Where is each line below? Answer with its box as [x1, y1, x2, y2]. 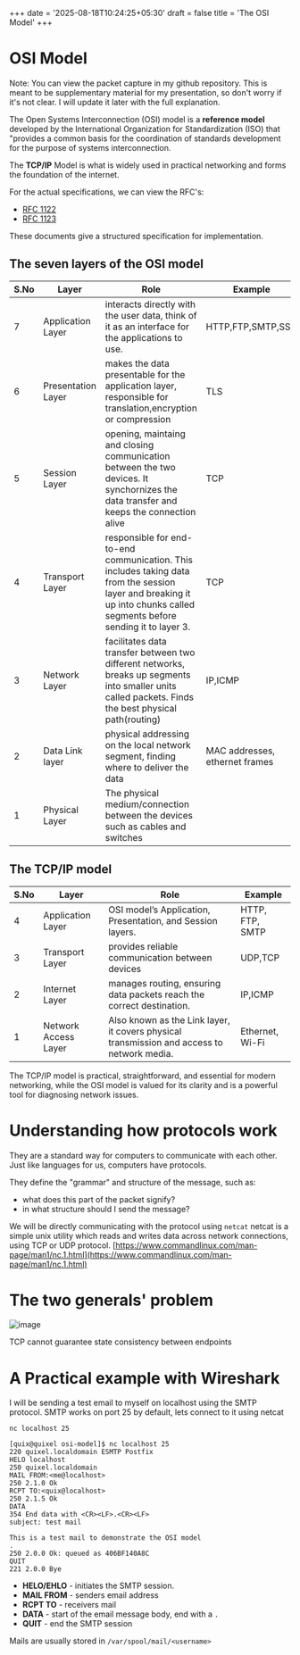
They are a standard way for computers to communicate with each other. [9, 1150, 278, 1160]
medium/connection [104, 798, 190, 811]
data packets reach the [108, 988, 205, 1001]
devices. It [104, 472, 149, 485]
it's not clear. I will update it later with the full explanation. [9, 96, 221, 107]
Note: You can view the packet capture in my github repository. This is [9, 78, 268, 88]
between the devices [104, 809, 194, 821]
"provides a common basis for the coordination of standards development [9, 133, 281, 144]
